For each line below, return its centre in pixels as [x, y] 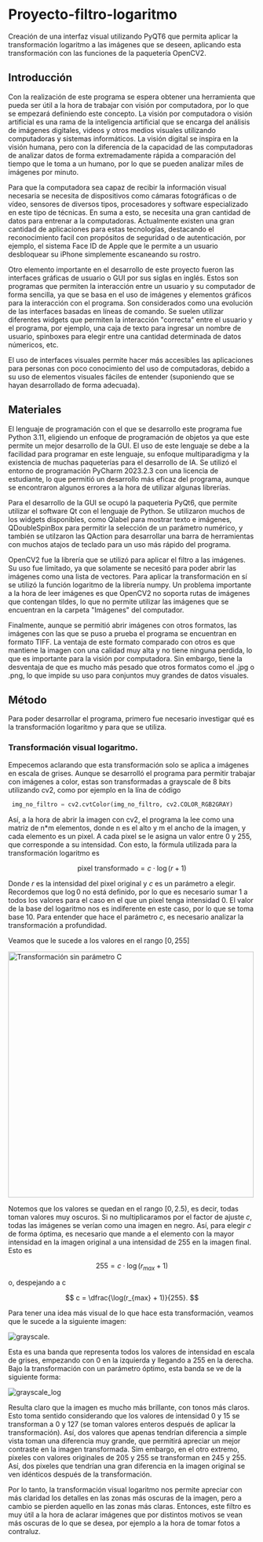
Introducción [40, 78]
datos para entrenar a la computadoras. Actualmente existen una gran [121, 220]
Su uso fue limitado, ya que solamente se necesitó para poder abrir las [122, 568]
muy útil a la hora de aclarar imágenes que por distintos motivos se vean [126, 1515]
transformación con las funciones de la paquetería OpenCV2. [107, 53]
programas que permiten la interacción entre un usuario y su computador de [132, 286]
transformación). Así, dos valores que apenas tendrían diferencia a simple [128, 1433]
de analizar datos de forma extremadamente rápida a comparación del [122, 155]
